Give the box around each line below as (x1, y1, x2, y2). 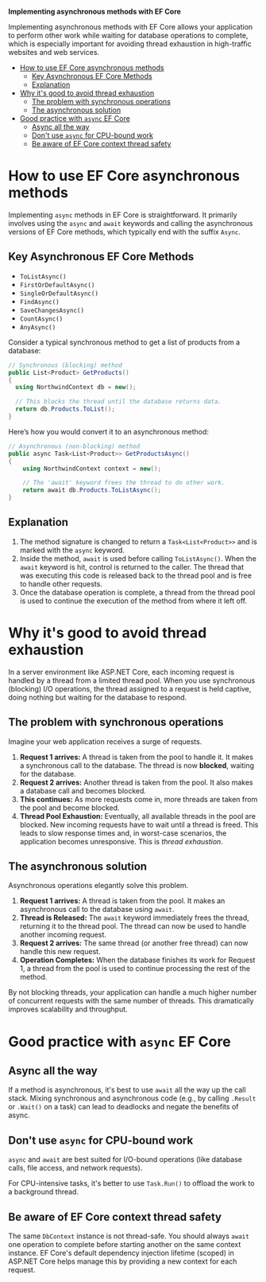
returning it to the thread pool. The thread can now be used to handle (19, 922, 247, 931)
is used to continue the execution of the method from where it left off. (19, 596, 248, 606)
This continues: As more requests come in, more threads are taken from (19, 794, 258, 804)
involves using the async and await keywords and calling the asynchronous (8, 218, 253, 228)
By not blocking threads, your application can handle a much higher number (8, 988, 257, 997)
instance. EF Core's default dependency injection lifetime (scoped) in (8, 1249, 234, 1257)
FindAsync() (19, 298, 60, 306)
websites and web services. (8, 48, 100, 57)
